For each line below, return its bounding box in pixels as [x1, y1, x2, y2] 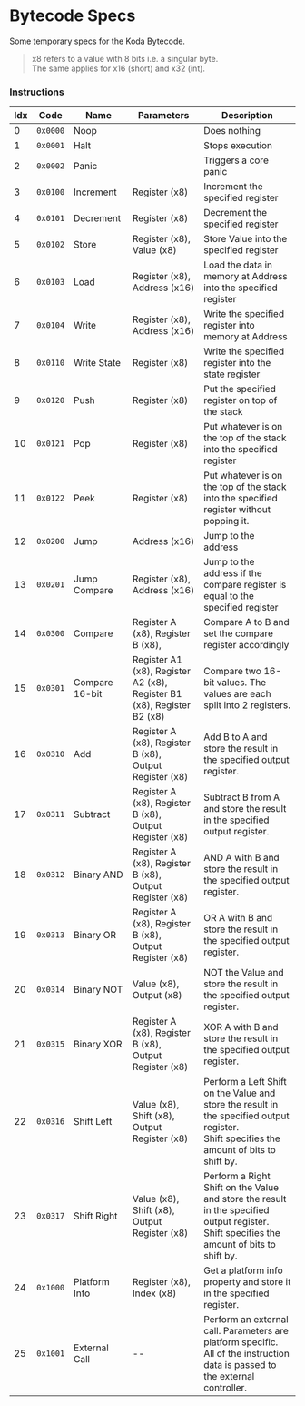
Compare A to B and [203, 616, 290, 629]
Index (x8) [132, 1287, 177, 1300]
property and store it [203, 1276, 291, 1289]
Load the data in [203, 258, 273, 271]
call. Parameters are [203, 1325, 289, 1338]
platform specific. [203, 1336, 279, 1349]
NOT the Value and [203, 966, 284, 979]
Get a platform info [203, 1264, 283, 1277]
